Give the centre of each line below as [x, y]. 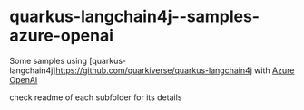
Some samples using [49, 60]
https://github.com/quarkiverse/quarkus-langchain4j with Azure [175, 70]
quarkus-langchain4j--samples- [135, 17]
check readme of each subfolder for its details [96, 97]
